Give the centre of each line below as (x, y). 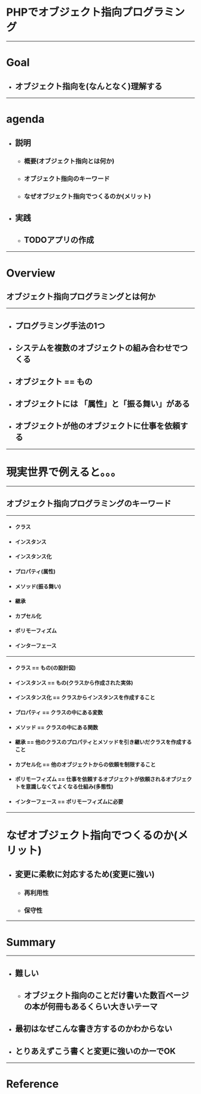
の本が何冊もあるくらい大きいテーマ (91, 1007)
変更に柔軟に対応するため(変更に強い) (85, 874)
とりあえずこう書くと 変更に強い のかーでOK (95, 1051)
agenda (25, 119)
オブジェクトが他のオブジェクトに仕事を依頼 (98, 426)
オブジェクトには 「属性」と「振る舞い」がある (102, 404)
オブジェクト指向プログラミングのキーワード (89, 504)
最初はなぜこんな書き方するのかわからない (93, 1029)
